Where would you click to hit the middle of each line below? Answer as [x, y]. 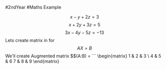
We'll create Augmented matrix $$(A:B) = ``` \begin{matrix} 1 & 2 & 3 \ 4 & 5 [83, 56]
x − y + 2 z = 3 [85, 17]
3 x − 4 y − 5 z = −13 [85, 32]
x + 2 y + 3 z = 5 [85, 25]
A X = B [85, 48]
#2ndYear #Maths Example [33, 7]
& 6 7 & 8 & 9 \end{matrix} [32, 61]
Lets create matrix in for [30, 40]
